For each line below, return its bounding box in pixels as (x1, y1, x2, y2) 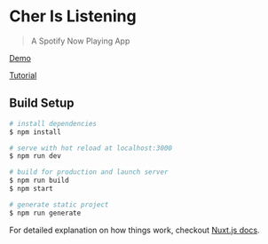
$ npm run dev (9, 152, 62, 161)
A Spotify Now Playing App (30, 35, 130, 46)
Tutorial (9, 69, 37, 81)
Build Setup (9, 96, 75, 111)
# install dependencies (9, 119, 98, 128)
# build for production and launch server (9, 168, 169, 177)
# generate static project (9, 200, 109, 209)
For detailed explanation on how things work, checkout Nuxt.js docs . (9, 224, 260, 235)
